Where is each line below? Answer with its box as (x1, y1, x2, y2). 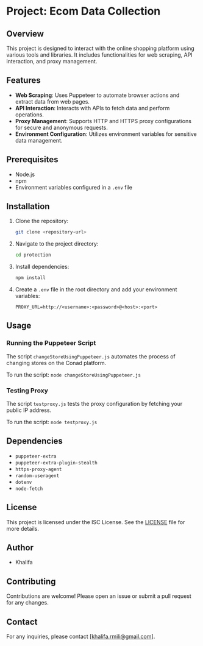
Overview (6, 29, 45, 39)
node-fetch (15, 486, 43, 492)
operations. (15, 111, 45, 118)
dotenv (15, 479, 32, 485)
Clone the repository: (15, 218, 69, 225)
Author (6, 542, 34, 553)
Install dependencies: (15, 263, 69, 271)
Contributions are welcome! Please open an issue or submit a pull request (6, 592, 192, 600)
